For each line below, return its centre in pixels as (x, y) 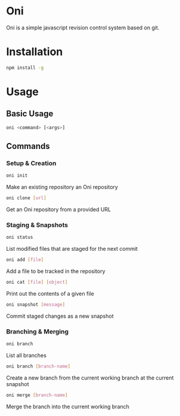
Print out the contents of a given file (50, 293)
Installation (35, 52)
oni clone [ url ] (26, 198)
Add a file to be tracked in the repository (56, 271)
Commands (28, 146)
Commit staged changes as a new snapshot (60, 316)
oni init (17, 176)
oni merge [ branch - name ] (37, 395)
